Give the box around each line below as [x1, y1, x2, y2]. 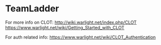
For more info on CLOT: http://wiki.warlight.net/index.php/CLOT [5, 19, 137, 25]
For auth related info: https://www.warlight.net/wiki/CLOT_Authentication [5, 34, 156, 40]
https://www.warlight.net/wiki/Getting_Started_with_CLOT [5, 24, 125, 30]
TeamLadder [5, 3, 59, 14]
